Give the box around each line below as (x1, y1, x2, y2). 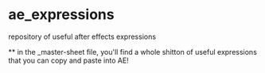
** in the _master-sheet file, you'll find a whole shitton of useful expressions (8, 47, 257, 56)
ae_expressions (8, 6, 115, 24)
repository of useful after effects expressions (8, 32, 157, 41)
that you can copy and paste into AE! (8, 56, 129, 65)
